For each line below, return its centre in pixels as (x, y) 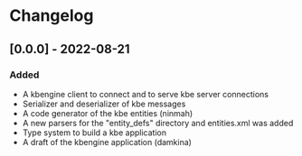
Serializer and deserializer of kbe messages (104, 104)
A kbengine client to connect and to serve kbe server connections (146, 94)
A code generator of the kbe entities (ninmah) (108, 113)
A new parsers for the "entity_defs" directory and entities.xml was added (158, 123)
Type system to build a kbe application (94, 133)
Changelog (52, 16)
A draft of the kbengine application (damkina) (107, 142)
